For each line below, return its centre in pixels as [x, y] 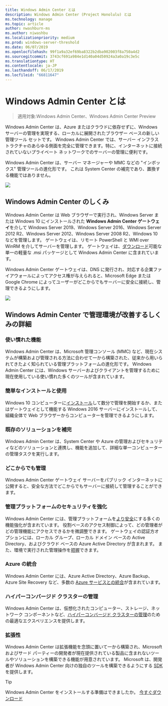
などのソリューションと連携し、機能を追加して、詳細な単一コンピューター [86, 447]
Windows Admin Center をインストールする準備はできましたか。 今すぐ [79, 692]
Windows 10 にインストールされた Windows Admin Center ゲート [83, 221]
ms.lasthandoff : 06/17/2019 [34, 71]
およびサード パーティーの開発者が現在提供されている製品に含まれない [78, 653]
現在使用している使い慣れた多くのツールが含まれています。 [66, 377]
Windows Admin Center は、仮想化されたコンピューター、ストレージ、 [78, 608]
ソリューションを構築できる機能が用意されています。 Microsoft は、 [84, 659]
